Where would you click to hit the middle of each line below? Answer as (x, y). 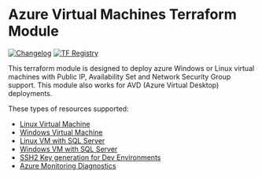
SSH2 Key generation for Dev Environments (90, 157)
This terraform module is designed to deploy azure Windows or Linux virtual (131, 68)
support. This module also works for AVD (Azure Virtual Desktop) (114, 85)
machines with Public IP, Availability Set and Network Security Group (120, 76)
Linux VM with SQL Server (62, 140)
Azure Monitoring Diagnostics (68, 165)
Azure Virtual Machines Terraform (123, 15)
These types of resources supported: (68, 109)
